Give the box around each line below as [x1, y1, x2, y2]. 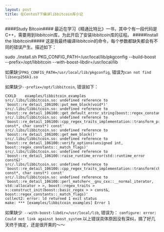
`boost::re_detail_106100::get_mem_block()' [5, 132, 97, 137]
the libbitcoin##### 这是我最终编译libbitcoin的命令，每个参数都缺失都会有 [5, 38, 154, 44]
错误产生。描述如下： [13, 44, 57, 50]
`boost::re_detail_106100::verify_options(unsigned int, [5, 140, 123, 146]
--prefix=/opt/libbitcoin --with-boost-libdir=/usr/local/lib [5, 59, 118, 65]
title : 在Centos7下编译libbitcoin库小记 [5, 12, 83, 17]
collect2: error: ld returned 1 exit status [5, 196, 97, 201]
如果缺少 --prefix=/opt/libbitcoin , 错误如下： [5, 84, 99, 89]
